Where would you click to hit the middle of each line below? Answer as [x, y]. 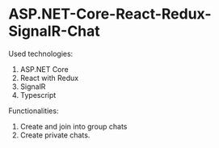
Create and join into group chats [74, 126]
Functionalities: [34, 111]
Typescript [38, 95]
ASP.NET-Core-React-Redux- [110, 14]
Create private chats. [55, 135]
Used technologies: [41, 53]
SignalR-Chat [55, 31]
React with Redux [49, 78]
